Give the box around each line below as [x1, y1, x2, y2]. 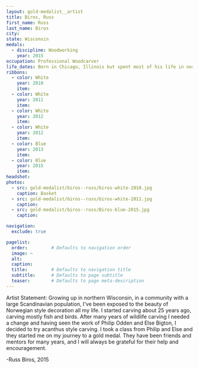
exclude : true [11, 229, 46, 235]
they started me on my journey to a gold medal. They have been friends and [6, 332, 191, 339]
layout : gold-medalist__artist [6, 8, 84, 15]
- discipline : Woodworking [11, 47, 78, 53]
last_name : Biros [6, 25, 49, 31]
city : [6, 31, 20, 37]
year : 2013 [17, 146, 44, 152]
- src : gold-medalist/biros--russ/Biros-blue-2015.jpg [11, 207, 150, 213]
